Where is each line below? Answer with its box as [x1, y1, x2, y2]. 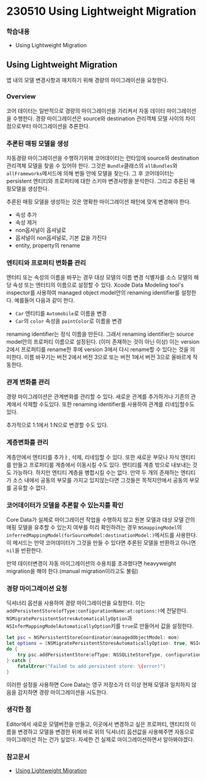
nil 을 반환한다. [6, 547, 43, 554]
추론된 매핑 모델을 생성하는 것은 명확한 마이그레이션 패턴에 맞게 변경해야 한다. [6, 198, 191, 205]
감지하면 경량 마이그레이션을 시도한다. [17, 689, 109, 696]
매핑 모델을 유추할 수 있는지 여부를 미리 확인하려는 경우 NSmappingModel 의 [6, 523, 182, 531]
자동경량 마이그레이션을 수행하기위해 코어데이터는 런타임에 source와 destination [6, 154, 199, 161]
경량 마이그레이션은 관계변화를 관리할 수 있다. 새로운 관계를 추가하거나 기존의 [6, 393, 190, 400]
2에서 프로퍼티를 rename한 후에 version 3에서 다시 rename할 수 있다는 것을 [6, 346, 189, 353]
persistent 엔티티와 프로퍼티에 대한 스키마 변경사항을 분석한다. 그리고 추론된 [6, 177, 189, 185]
